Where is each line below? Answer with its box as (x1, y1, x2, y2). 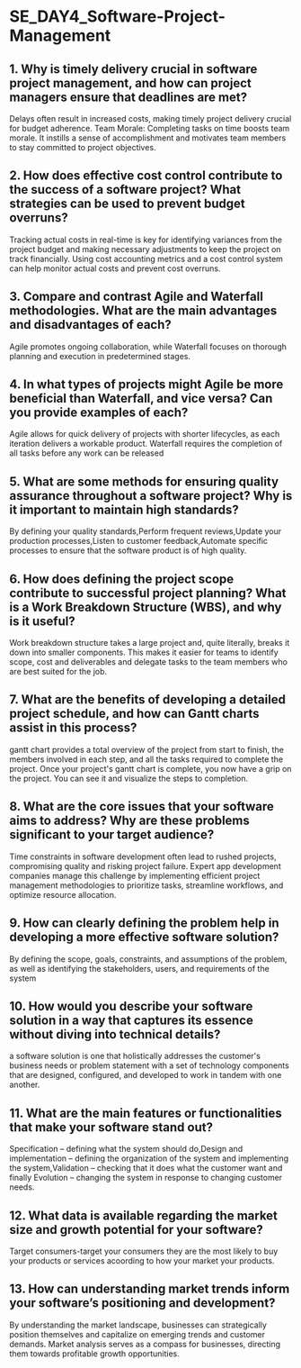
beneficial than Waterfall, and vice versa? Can (9, 391, 273, 406)
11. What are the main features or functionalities (9, 1105, 282, 1120)
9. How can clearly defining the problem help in (9, 916, 279, 931)
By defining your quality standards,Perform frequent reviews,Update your (9, 526, 282, 537)
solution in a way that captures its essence (9, 1012, 254, 1028)
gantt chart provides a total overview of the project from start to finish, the (9, 744, 285, 755)
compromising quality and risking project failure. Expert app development (9, 860, 281, 871)
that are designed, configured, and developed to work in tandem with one (9, 1070, 282, 1081)
